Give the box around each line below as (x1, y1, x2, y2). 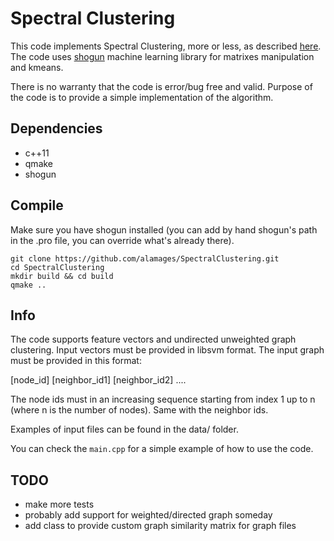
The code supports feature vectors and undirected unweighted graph (10, 333, 297, 346)
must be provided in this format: (10, 355, 142, 367)
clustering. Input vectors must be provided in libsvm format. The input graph (10, 344, 325, 356)
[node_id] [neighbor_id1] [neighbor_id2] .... (10, 374, 187, 386)
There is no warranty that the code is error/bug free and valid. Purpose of (10, 80, 313, 92)
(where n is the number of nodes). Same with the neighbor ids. (10, 404, 269, 416)
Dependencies (10, 120, 103, 137)
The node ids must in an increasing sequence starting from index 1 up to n (10, 393, 316, 406)
